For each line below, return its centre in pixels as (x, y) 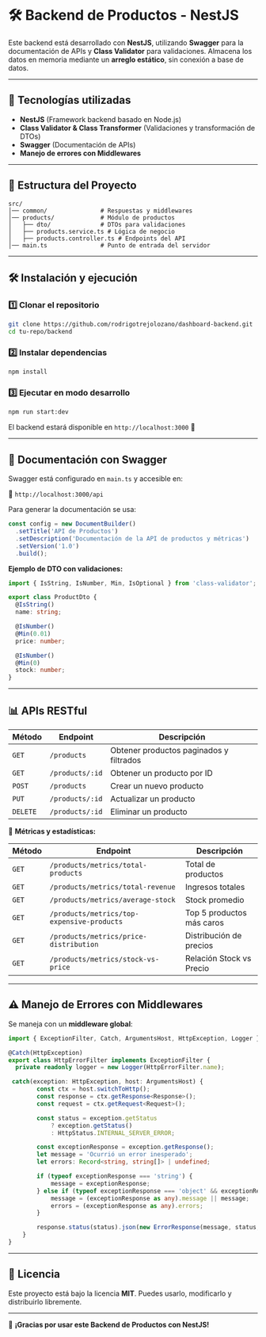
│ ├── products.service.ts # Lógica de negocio (92, 231)
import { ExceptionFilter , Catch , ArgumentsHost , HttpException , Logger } (134, 1038)
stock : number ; (40, 670)
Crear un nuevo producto (157, 785)
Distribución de (213, 935)
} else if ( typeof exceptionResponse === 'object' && (127, 1191)
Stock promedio (215, 900)
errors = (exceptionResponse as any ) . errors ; (127, 1205)
